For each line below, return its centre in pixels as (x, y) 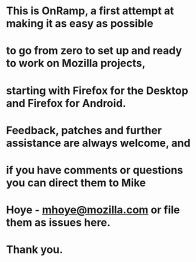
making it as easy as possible (80, 23)
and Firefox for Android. (66, 103)
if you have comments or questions (95, 170)
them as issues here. (58, 222)
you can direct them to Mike (76, 183)
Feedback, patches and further (84, 130)
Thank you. (35, 250)
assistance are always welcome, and (98, 143)
